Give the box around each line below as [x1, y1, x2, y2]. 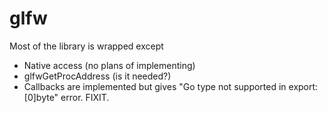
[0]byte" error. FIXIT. [23, 91, 110, 103]
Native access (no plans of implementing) [23, 59, 196, 71]
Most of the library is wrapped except [9, 40, 164, 52]
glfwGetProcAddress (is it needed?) [23, 70, 172, 82]
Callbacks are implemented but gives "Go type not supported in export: [23, 80, 319, 92]
